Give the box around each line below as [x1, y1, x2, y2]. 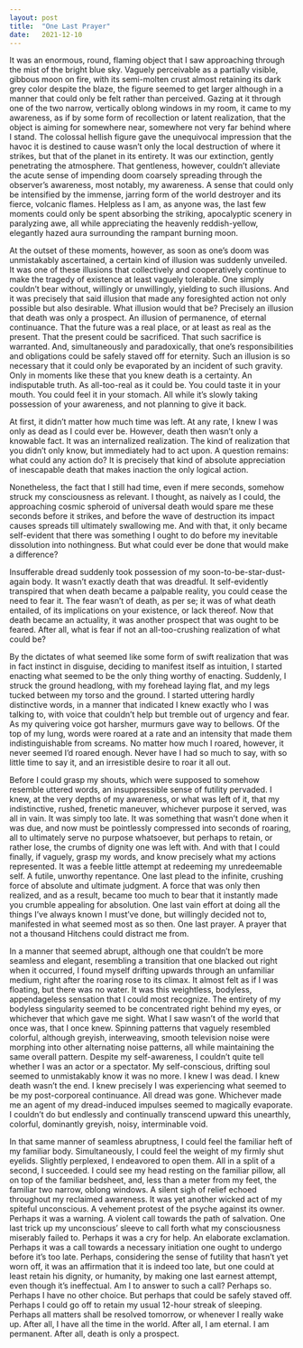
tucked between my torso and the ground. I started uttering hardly [9, 690, 255, 701]
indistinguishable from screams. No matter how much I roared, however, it [9, 738, 284, 749]
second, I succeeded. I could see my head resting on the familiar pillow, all [9, 1165, 286, 1176]
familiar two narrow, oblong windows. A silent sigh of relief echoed [9, 1184, 257, 1195]
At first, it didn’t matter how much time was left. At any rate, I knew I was [9, 417, 279, 428]
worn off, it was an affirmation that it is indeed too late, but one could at [9, 1261, 275, 1272]
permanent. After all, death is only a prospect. [9, 1328, 180, 1339]
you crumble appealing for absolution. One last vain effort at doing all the [9, 900, 281, 910]
